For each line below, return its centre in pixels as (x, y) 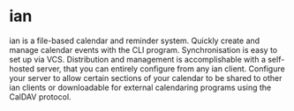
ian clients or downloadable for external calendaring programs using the (140, 87)
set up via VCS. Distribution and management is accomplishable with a (138, 59)
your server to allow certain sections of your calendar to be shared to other (146, 78)
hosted (22, 69)
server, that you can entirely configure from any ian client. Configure (161, 69)
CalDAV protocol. (41, 96)
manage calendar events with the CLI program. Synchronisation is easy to (143, 49)
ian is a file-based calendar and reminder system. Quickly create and (135, 41)
